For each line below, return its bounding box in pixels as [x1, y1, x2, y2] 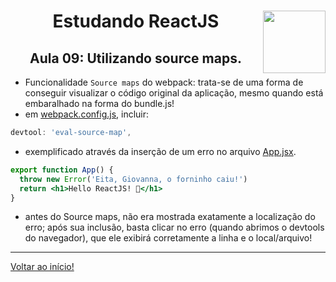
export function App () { [10, 165, 114, 175]
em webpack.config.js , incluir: [24, 108, 150, 120]
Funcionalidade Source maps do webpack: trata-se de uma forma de [24, 76, 304, 88]
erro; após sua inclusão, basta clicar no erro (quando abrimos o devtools [24, 221, 325, 234]
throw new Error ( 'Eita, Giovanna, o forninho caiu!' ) [19, 174, 248, 184]
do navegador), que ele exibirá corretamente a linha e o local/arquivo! [24, 232, 313, 244]
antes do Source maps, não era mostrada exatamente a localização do [24, 211, 316, 223]
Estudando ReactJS [52, 10, 220, 33]
